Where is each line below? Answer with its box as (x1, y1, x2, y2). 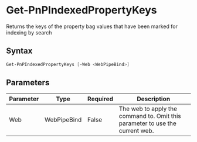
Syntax (6, 46, 33, 56)
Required (87, 95, 113, 103)
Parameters (6, 78, 50, 88)
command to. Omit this (118, 112, 182, 120)
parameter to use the (118, 119, 177, 127)
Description (137, 95, 171, 103)
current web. (118, 127, 154, 135)
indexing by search (6, 29, 52, 36)
